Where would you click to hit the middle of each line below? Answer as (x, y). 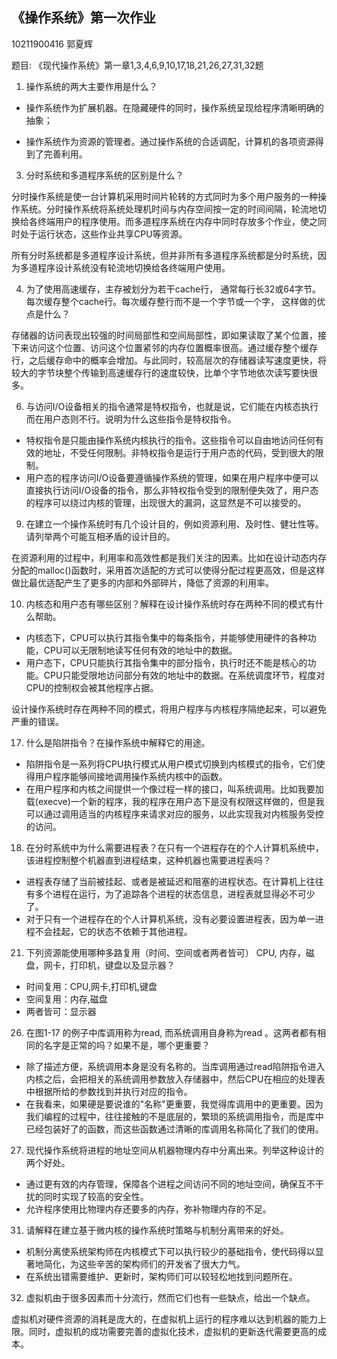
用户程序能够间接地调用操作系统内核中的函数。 (131, 776)
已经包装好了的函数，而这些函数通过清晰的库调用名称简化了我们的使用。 (174, 1129)
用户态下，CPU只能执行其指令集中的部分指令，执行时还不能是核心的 (166, 662)
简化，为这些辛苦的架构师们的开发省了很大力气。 (144, 1264)
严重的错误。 (37, 721)
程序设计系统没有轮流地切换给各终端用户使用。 (134, 267)
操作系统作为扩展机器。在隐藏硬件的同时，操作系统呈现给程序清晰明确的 (174, 107)
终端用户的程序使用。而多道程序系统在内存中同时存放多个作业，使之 (177, 221)
